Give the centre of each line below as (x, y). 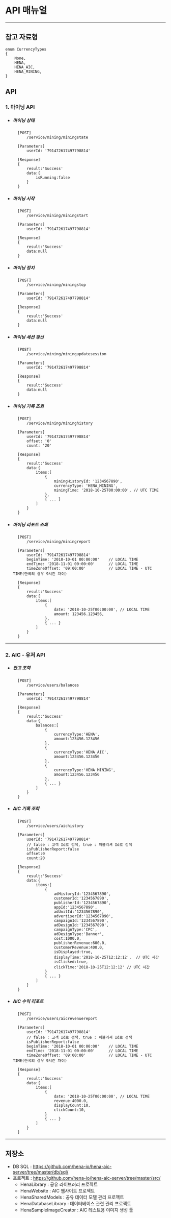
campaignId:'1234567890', (81, 920)
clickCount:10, (70, 1110)
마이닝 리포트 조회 (30, 524)
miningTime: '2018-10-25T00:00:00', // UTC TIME (106, 490)
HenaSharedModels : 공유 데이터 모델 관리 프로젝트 (72, 1197)
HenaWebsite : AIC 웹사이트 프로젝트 (58, 1190)
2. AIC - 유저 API (25, 655)
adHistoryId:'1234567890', (82, 894)
